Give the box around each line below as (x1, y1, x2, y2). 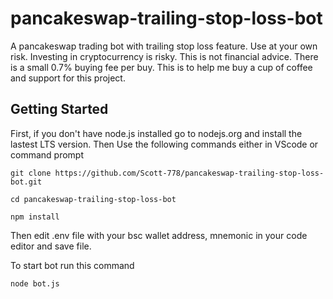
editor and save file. (10, 240, 92, 252)
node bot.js (10, 278, 60, 289)
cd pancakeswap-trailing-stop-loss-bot (10, 194, 177, 204)
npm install (10, 212, 60, 222)
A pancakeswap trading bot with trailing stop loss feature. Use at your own (10, 40, 318, 52)
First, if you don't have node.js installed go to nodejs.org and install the (10, 127, 303, 139)
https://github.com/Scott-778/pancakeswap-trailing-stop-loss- (54, 168, 325, 178)
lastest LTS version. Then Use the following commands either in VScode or (10, 138, 319, 150)
